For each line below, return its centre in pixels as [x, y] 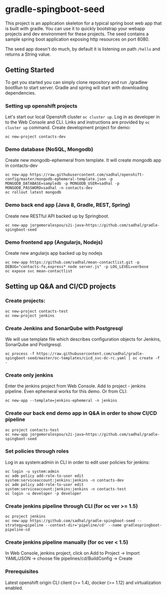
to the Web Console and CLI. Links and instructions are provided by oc [77, 122]
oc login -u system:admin [32, 471]
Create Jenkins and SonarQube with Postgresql [64, 328]
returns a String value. [28, 54]
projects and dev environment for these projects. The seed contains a [77, 34]
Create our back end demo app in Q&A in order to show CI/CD [81, 413]
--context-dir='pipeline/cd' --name [83, 525]
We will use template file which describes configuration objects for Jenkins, [83, 339]
